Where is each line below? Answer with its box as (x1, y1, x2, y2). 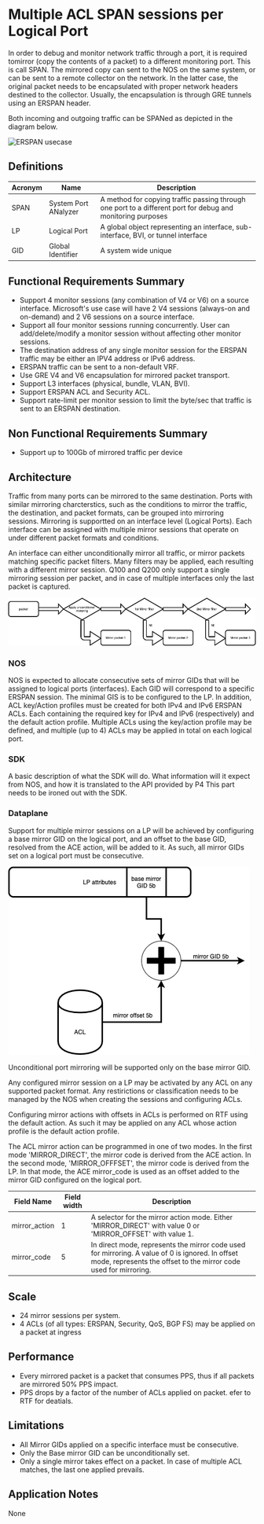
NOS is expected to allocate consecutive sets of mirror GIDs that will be (8, 676, 240, 685)
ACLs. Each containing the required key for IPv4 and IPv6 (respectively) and (8, 709, 255, 718)
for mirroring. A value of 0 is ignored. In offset (90, 1248, 238, 1258)
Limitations (8, 1419, 64, 1432)
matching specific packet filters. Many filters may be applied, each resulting (8, 556, 254, 566)
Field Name (14, 1196, 53, 1206)
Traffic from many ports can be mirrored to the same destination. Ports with (8, 491, 253, 501)
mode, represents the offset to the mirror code (90, 1256, 241, 1266)
